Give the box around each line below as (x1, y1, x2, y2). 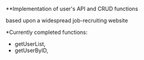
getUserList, (14, 41, 46, 47)
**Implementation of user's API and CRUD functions (5, 5, 139, 12)
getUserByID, (14, 47, 48, 54)
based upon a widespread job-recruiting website (5, 17, 129, 24)
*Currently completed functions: (5, 28, 88, 36)
